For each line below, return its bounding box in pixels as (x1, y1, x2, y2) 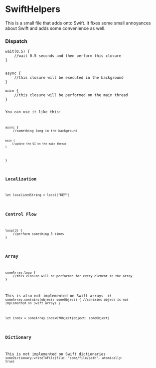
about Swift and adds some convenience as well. (5, 25, 106, 31)
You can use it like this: (5, 110, 61, 115)
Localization (5, 176, 37, 182)
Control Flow (5, 211, 37, 217)
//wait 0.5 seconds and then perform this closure (14, 53, 122, 58)
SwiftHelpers (5, 3, 61, 15)
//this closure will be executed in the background (14, 75, 124, 80)
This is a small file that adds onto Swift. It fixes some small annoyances (5, 20, 151, 26)
